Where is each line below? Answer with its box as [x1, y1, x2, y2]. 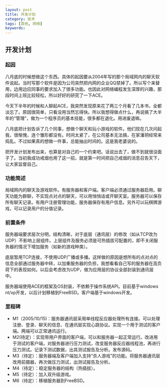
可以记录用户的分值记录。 [13, 205, 66, 211]
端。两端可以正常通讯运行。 [12, 328, 70, 334]
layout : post [5, 7, 32, 12]
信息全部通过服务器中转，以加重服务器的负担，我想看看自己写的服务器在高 [5, 260, 158, 266]
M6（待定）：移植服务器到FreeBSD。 [12, 378, 87, 384]
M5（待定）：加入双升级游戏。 [12, 371, 74, 377]
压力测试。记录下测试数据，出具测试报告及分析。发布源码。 [12, 346, 135, 352]
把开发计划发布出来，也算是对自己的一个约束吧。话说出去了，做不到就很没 [5, 148, 158, 154]
